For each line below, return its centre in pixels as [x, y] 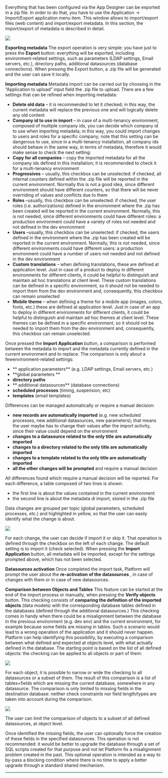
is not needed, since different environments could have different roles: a [86, 216]
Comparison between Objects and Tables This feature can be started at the [84, 589]
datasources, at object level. [34, 724]
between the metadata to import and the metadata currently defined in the [82, 349]
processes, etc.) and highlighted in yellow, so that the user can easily [76, 513]
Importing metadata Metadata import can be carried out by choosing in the [83, 84]
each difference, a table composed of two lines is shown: [64, 483]
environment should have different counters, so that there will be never [85, 190]
